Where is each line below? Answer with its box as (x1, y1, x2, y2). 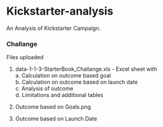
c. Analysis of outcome (15, 85, 74, 92)
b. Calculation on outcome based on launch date (15, 78, 138, 86)
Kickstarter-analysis (6, 4, 113, 18)
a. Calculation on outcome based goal (15, 72, 112, 79)
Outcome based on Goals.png (15, 103, 91, 111)
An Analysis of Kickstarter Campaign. (6, 24, 101, 32)
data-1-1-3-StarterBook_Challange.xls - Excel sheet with (15, 65, 157, 73)
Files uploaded (6, 54, 44, 61)
